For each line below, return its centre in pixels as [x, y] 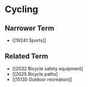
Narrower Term [29, 28]
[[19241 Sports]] [29, 40]
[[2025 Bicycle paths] [35, 74]
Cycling [22, 9]
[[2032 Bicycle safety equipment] [48, 68]
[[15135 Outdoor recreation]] [42, 79]
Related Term [26, 56]
